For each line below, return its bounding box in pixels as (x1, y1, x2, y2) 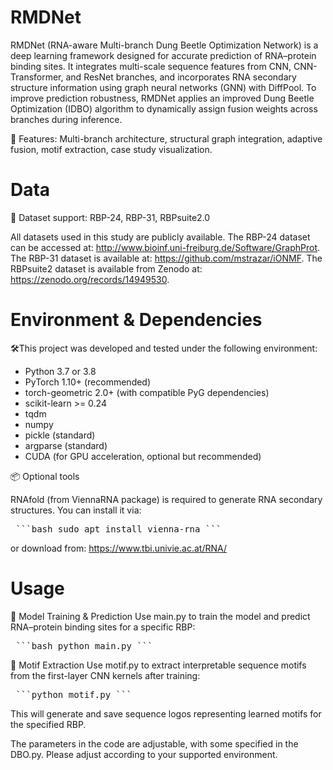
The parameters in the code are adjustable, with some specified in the (10, 737, 299, 750)
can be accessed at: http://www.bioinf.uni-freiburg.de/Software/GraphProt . (10, 241, 321, 253)
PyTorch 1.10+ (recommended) (24, 376, 152, 388)
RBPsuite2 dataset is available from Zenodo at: (10, 262, 203, 275)
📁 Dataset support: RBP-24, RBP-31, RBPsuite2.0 (10, 211, 211, 223)
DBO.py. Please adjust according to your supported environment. (10, 748, 278, 760)
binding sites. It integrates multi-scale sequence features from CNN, (10, 60, 292, 72)
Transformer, (10, 71, 64, 83)
